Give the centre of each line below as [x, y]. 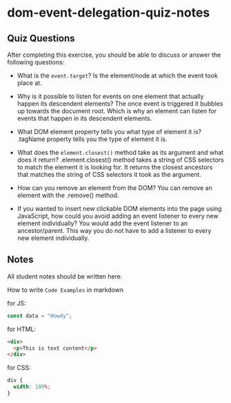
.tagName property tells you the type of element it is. [92, 139]
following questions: [36, 62]
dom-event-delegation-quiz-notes [109, 13]
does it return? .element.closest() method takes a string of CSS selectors [120, 160]
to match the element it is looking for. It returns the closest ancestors [115, 167]
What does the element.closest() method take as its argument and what [120, 152]
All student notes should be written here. [65, 276]
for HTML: [22, 329]
